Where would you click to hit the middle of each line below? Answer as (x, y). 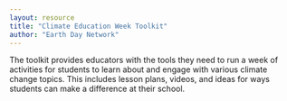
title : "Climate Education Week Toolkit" (89, 26)
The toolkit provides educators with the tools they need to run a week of (144, 60)
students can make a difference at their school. (97, 89)
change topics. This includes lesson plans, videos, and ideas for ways (139, 79)
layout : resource (42, 18)
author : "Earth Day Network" (64, 34)
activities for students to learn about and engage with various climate (139, 69)
